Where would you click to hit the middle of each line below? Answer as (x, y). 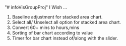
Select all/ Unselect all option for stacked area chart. (67, 22)
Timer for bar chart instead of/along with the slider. (65, 38)
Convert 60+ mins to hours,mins (45, 27)
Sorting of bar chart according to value (52, 33)
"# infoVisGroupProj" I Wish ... (36, 7)
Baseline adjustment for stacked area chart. (57, 17)
